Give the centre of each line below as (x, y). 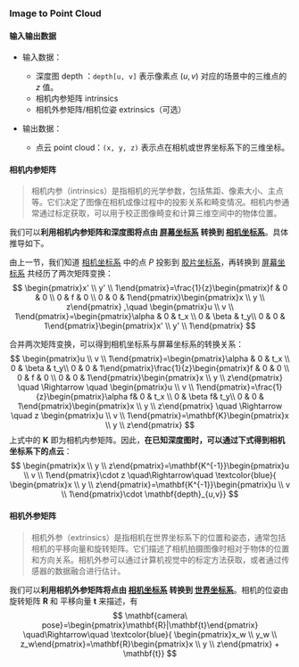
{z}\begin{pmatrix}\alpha (81, 397)
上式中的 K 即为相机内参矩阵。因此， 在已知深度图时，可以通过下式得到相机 (147, 441)
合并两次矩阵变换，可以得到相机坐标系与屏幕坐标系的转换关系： (126, 344)
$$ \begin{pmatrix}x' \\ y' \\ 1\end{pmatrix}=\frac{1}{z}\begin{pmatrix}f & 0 (150, 288)
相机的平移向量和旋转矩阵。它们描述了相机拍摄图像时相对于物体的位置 (160, 548)
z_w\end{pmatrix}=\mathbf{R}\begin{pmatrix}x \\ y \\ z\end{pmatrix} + (150, 644)
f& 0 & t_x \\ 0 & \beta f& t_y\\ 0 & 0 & (197, 397)
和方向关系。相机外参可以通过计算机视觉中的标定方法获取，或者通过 (156, 559)
